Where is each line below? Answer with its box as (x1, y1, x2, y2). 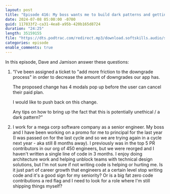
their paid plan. (12, 89, 45, 95)
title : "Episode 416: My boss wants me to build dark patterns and (5, 12, 151, 17)
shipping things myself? (12, 183, 62, 189)
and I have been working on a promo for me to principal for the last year (12, 129, 163, 135)
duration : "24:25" (5, 26, 44, 31)
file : (5, 36, 17, 41)
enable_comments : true (5, 45, 53, 50)
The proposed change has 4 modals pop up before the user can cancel (12, 84, 161, 90)
